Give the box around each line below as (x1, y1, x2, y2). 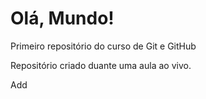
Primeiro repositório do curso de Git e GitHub (10, 40, 197, 52)
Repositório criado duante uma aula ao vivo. (10, 59, 192, 71)
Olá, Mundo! (10, 7, 115, 30)
